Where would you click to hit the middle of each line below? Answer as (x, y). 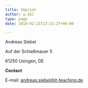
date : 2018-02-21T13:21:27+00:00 (40, 23)
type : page (16, 19)
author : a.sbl (20, 14)
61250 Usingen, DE (24, 61)
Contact (14, 71)
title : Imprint (21, 10)
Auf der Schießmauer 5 (29, 51)
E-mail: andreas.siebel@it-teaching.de (44, 80)
